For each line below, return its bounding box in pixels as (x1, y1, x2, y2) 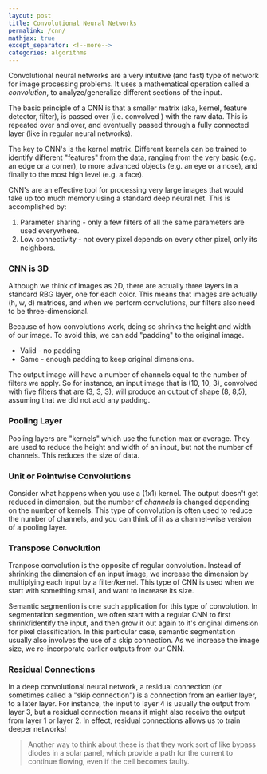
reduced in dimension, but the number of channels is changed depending (8, 497, 250, 506)
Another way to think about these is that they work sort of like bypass (27, 740, 257, 749)
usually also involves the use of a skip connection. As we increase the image (8, 636, 260, 645)
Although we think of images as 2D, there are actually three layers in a (8, 281, 238, 291)
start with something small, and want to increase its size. (8, 586, 194, 596)
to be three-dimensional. (8, 307, 89, 316)
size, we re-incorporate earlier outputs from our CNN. (8, 644, 185, 653)
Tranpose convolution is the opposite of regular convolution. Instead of (8, 561, 241, 570)
